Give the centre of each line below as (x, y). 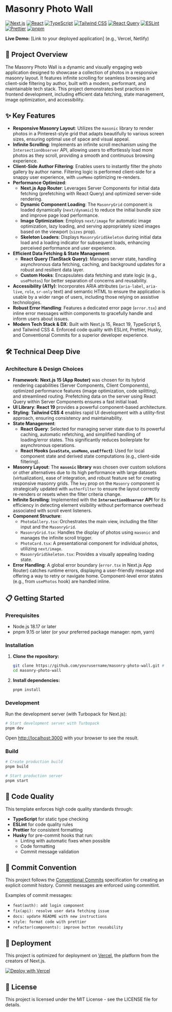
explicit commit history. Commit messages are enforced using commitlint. (83, 885)
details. (13, 1004)
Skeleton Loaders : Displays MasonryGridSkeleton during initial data (91, 237)
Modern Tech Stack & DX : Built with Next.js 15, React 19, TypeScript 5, (87, 324)
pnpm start (17, 780)
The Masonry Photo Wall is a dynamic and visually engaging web (74, 67)
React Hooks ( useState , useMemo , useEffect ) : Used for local (82, 451)
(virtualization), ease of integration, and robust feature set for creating (87, 478)
